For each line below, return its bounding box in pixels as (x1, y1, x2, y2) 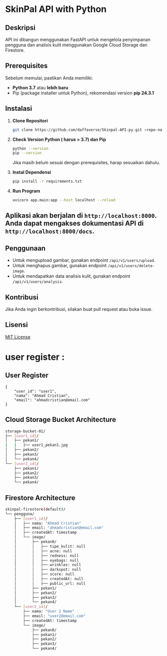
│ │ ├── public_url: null (14, 581, 86, 586)
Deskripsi (5, 23, 36, 32)
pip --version (12, 151, 42, 156)
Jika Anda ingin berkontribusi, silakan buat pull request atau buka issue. (5, 306, 153, 313)
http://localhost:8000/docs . (5, 227, 95, 236)
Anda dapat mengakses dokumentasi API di (5, 219, 144, 228)
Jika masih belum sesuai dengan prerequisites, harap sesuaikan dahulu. (12, 160, 161, 166)
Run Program (12, 188, 41, 194)
